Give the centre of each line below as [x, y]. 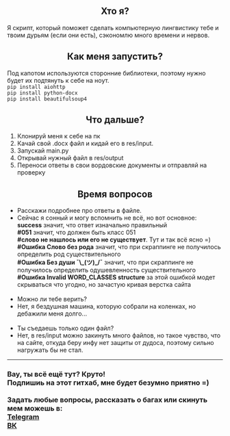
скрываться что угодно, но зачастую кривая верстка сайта [104, 285]
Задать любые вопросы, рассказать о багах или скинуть [107, 400]
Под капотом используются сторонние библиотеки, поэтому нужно [106, 73]
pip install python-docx [42, 93]
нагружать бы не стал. [50, 350]
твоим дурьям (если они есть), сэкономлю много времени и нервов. [108, 35]
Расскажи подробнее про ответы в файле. [79, 211]
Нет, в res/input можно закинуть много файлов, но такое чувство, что [119, 335]
